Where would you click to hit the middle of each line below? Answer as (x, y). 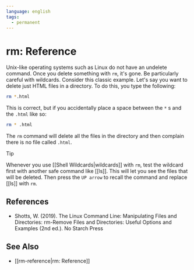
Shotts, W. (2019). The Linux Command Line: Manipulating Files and (96, 216)
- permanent (26, 22)
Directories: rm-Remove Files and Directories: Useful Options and (93, 222)
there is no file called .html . (39, 142)
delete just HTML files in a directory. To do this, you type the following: (91, 86)
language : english (28, 11)
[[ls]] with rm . (22, 184)
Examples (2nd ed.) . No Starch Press (59, 228)
